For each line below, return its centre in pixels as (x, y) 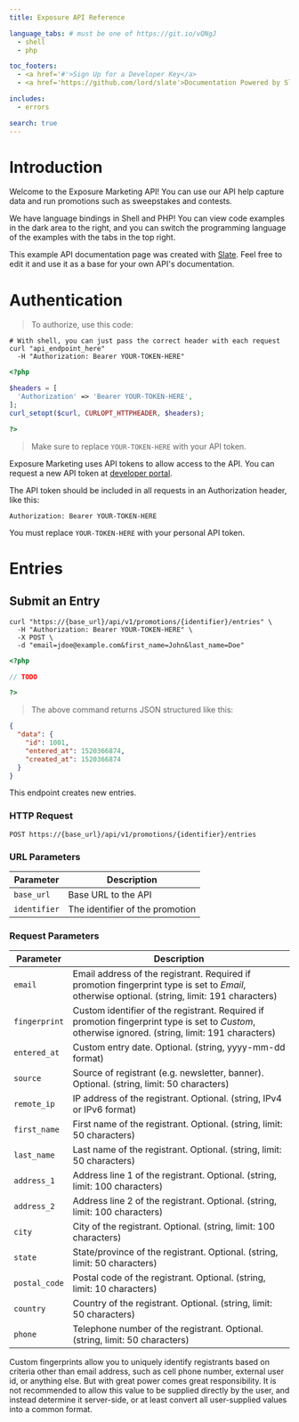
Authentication (66, 300)
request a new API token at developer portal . (91, 473)
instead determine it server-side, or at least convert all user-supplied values (148, 1400)
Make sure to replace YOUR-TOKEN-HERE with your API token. (138, 446)
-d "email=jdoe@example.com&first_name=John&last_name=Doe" (131, 645)
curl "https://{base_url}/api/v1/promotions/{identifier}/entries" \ (141, 622)
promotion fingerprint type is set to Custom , (164, 1022)
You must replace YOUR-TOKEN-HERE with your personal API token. (127, 532)
